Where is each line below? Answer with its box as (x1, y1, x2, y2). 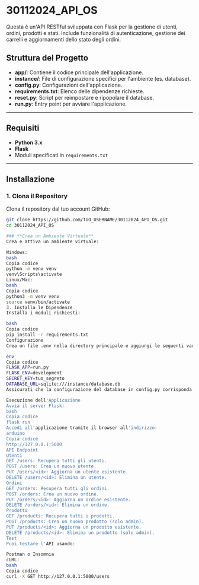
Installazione (6, 174, 55, 184)
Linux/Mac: (6, 277, 33, 283)
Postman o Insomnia (6, 551, 54, 558)
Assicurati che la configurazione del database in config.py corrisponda (6, 386, 192, 392)
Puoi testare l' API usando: (6, 541, 76, 546)
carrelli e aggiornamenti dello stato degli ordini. (6, 36, 121, 43)
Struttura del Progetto (6, 53, 89, 63)
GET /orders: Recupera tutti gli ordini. (6, 485, 110, 491)
